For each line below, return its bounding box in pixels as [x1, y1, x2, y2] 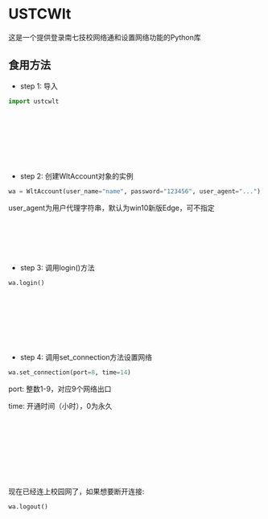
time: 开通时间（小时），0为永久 [8, 402, 113, 411]
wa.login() [8, 278, 45, 286]
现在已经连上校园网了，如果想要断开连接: [8, 487, 145, 496]
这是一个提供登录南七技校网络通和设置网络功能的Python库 [8, 32, 201, 42]
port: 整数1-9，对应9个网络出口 [8, 384, 112, 394]
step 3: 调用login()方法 [19, 262, 95, 272]
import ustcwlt [8, 97, 60, 105]
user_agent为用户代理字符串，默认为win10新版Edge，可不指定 [8, 203, 215, 212]
